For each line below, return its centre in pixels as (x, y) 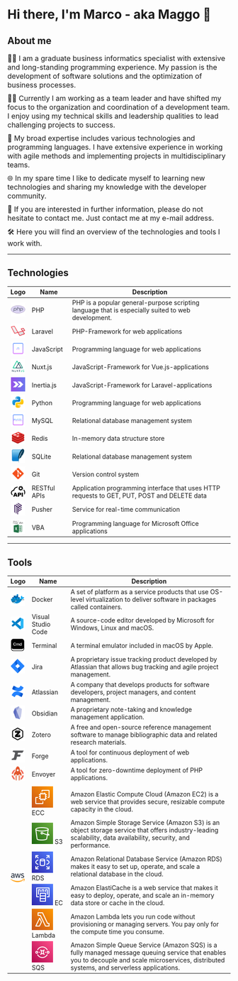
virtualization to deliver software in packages (151, 599)
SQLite (41, 456)
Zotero (41, 735)
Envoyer (44, 774)
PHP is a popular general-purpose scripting (136, 302)
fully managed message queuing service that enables (148, 953)
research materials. (98, 742)
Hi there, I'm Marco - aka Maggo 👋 (109, 15)
